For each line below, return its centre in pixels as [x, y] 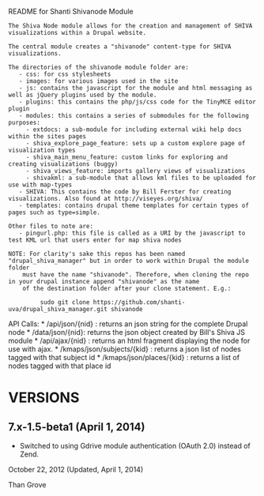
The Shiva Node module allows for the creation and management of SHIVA [130, 26]
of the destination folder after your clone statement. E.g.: [127, 288]
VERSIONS [44, 398]
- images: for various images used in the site [98, 81]
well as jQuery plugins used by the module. [83, 95]
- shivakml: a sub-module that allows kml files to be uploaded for [141, 178]
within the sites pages [47, 137]
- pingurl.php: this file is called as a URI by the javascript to [132, 233]
